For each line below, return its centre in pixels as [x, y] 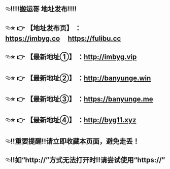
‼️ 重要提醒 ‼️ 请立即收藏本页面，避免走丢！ [75, 141]
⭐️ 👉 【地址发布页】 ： [46, 28]
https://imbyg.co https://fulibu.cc [63, 38]
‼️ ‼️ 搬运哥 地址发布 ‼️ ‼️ [44, 9]
